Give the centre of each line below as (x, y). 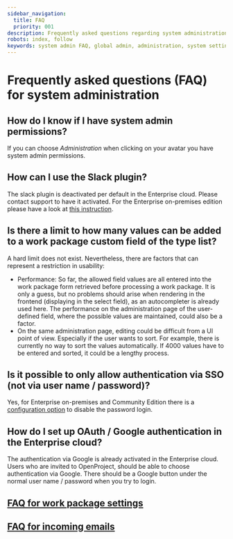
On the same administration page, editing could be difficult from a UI (115, 331)
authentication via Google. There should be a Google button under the (107, 474)
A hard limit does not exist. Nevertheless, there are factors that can (103, 258)
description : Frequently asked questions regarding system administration (118, 33)
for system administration (83, 95)
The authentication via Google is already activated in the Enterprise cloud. (113, 459)
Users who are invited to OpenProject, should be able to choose (98, 467)
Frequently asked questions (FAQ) (107, 80)
